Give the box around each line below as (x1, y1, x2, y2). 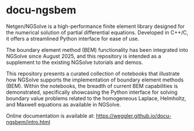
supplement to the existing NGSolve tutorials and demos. (6, 59, 143, 66)
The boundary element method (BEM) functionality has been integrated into (6, 46, 188, 53)
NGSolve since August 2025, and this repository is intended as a (6, 52, 162, 59)
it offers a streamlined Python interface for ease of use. (6, 35, 139, 42)
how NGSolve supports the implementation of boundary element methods (6, 76, 184, 83)
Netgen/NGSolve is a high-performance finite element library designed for (6, 23, 185, 30)
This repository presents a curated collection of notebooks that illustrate (6, 70, 180, 77)
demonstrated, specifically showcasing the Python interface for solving (6, 88, 178, 95)
